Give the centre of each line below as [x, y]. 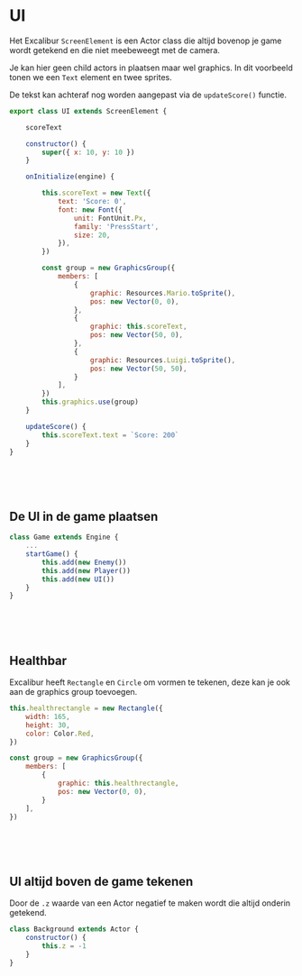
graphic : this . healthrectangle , [118, 784]
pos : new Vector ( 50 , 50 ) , [138, 369]
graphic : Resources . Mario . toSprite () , [163, 293]
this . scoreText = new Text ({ [96, 193]
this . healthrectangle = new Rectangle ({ [87, 708]
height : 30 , [48, 725]
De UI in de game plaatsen [84, 516]
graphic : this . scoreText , [138, 327]
